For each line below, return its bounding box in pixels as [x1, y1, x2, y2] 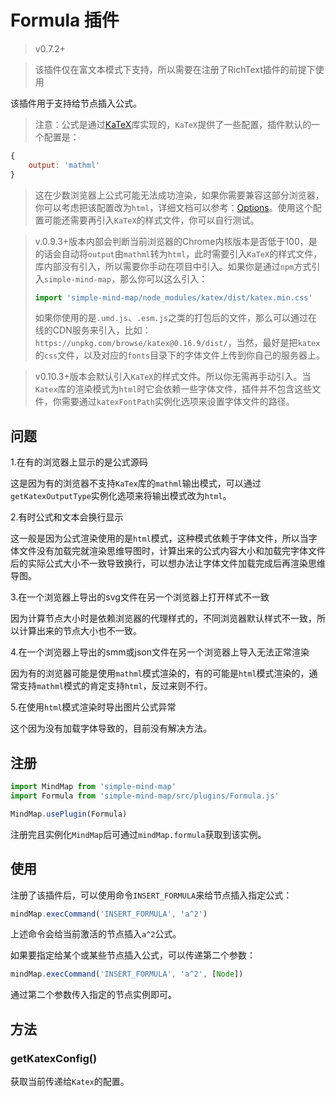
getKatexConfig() [10, 1051, 98, 1065]
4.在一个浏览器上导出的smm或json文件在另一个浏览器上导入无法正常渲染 [10, 646, 310, 658]
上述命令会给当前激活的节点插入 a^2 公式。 [10, 928, 182, 940]
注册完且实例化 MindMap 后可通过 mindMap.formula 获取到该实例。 [10, 828, 267, 840]
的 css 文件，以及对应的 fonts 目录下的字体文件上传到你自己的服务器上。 [34, 349, 326, 361]
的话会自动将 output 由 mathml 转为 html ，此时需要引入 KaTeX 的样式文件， [34, 247, 323, 260]
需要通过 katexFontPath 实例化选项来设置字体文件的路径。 [61, 396, 295, 408]
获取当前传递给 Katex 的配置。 [10, 1075, 130, 1087]
